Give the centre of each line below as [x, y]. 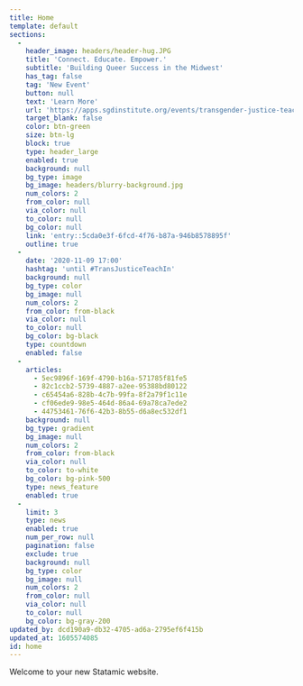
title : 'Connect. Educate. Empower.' [96, 59]
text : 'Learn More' [62, 101]
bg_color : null [54, 227]
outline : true [52, 244]
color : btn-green [58, 127]
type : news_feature [62, 487]
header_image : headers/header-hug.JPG [98, 51]
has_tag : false [54, 77]
